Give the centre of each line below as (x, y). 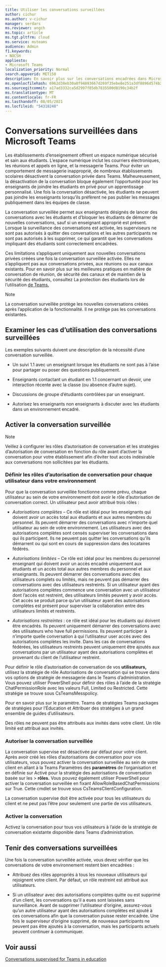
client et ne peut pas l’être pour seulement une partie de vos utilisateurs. (79, 804)
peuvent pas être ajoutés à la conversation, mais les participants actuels (86, 926)
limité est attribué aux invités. (35, 728)
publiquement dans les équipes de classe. (48, 202)
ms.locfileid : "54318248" (32, 106)
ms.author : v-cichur (26, 19)
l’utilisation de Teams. (27, 285)
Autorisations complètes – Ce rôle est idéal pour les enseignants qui (82, 512)
